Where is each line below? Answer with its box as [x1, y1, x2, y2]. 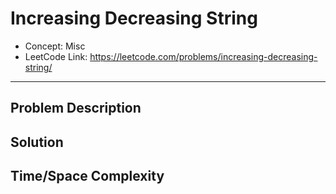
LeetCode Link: [24, 50, 88, 62]
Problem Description [10, 100, 142, 117]
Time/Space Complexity [10, 168, 165, 185]
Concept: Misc [24, 40, 86, 52]
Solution [10, 133, 64, 151]
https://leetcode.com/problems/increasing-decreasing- [89, 50, 318, 62]
